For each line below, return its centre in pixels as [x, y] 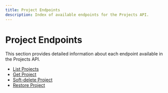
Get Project [24, 75]
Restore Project [29, 85]
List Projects [26, 69]
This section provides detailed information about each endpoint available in [84, 54]
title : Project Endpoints [33, 10]
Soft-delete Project [32, 80]
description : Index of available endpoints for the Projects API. [77, 15]
